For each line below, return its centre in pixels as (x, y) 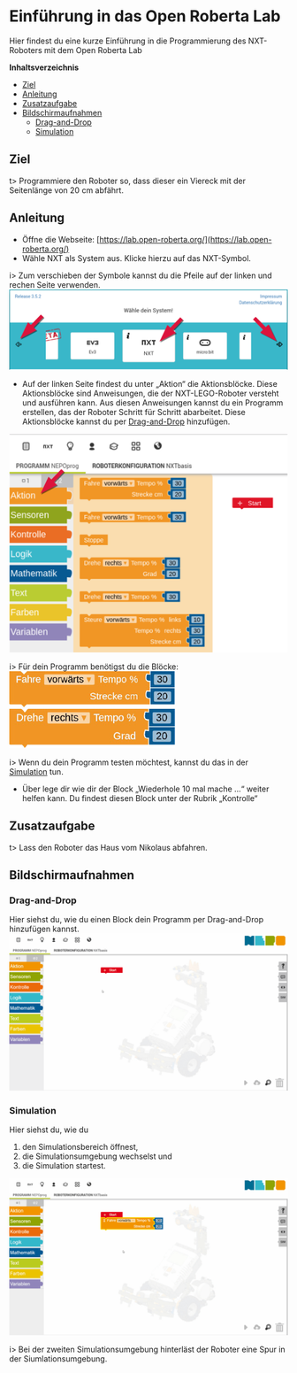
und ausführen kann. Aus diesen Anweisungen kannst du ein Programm (152, 403)
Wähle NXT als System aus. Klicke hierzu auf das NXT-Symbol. (137, 258)
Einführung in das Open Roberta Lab (145, 16)
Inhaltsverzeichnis (44, 67)
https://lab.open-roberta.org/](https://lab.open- (186, 239)
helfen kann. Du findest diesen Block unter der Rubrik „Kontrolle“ (140, 798)
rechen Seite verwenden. (55, 284)
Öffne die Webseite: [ (61, 239)
